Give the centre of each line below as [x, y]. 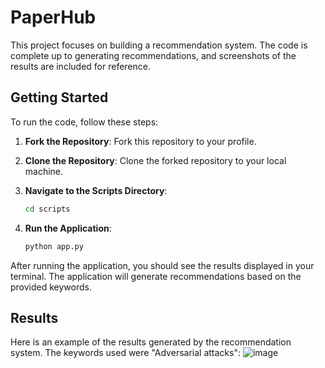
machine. [44, 171]
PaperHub [53, 17]
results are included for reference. [80, 66]
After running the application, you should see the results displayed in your [162, 265]
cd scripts [47, 209]
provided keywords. [51, 287]
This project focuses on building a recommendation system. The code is [159, 45]
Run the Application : [68, 228]
